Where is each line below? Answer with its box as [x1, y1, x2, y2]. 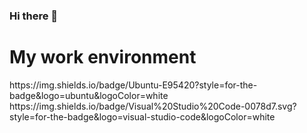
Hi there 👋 [9, 9, 59, 23]
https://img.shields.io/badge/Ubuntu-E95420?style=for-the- [9, 79, 258, 91]
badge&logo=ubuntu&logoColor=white [9, 89, 169, 101]
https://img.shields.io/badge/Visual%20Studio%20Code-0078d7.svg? [9, 100, 297, 112]
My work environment [9, 46, 197, 69]
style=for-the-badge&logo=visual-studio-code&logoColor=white [9, 110, 276, 123]
